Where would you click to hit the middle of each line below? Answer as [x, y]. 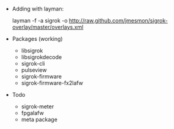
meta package [39, 119]
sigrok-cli [33, 64]
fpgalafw [32, 113]
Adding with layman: [38, 9]
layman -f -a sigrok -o [40, 20]
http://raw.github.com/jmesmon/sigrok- [118, 20]
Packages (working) [37, 39]
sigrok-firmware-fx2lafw [52, 83]
